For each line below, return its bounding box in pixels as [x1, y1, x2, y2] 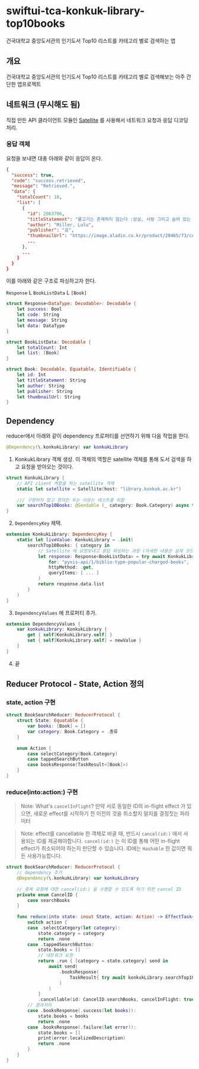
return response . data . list [37, 581, 105, 587]
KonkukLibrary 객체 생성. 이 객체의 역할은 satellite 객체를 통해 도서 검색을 [14, 456, 185, 463]
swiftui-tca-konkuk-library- [6, 4, 145, 18]
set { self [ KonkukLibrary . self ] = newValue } [27, 637, 142, 643]
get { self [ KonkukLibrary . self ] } [27, 632, 113, 638]
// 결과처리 [27, 1002, 52, 1008]
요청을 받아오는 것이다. [21, 463, 74, 470]
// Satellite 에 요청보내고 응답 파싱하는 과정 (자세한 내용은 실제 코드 [37, 548, 194, 554]
